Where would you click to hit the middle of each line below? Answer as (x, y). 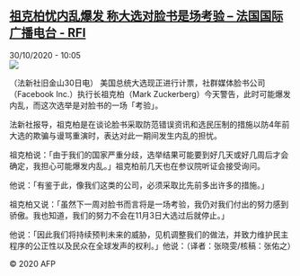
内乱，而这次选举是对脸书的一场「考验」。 (86, 105)
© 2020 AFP (33, 263)
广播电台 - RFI (48, 33)
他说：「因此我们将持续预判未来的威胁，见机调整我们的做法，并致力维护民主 (149, 234)
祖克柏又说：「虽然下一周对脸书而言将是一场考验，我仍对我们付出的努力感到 (149, 204)
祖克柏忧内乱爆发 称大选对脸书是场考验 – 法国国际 (146, 16)
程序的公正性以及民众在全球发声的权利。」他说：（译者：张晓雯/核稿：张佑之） (153, 245)
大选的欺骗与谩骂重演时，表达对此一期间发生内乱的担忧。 (115, 135)
